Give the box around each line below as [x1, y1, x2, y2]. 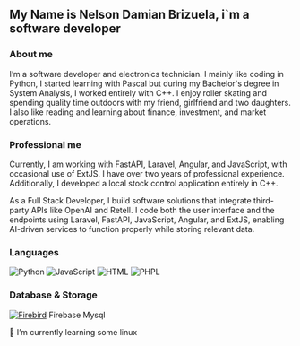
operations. [9, 116, 52, 126]
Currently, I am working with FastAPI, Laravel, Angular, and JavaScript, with [9, 159, 287, 169]
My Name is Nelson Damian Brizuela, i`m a [9, 7, 250, 22]
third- [253, 195, 275, 205]
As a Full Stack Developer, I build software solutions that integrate [9, 195, 253, 205]
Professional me [9, 138, 82, 151]
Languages [9, 246, 60, 258]
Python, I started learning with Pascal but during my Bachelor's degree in [9, 78, 279, 89]
